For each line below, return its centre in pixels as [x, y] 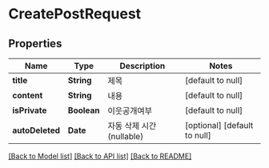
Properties [35, 44]
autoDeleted [36, 130]
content [28, 95]
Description [143, 66]
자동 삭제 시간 [132, 126]
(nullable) [126, 136]
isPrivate [30, 110]
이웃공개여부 [130, 111]
